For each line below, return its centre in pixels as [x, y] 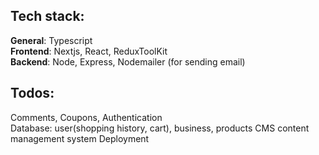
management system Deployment [80, 138]
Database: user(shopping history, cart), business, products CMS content [160, 128]
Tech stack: [47, 16]
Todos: [32, 93]
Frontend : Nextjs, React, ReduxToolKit [89, 51]
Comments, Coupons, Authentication [86, 117]
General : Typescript [51, 40]
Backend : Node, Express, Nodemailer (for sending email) [128, 61]
